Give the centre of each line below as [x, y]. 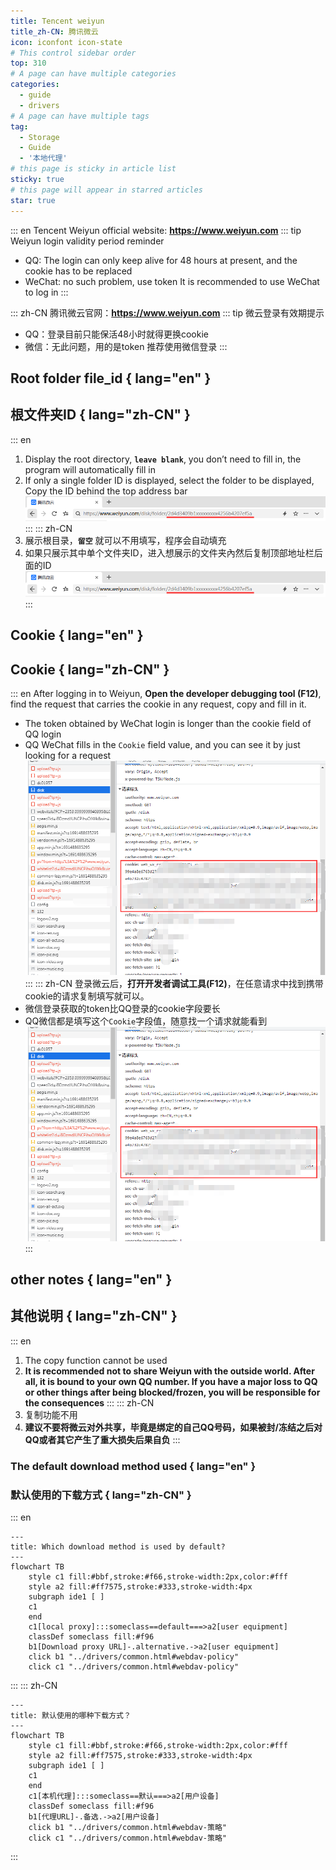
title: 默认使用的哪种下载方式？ [71, 1715]
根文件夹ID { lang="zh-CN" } [100, 415]
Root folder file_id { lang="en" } [111, 378]
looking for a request [68, 756]
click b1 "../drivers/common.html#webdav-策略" [127, 1827]
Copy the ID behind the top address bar [106, 491]
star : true [33, 200]
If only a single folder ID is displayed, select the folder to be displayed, [169, 480]
